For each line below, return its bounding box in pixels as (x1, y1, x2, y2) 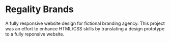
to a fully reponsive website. (5, 31, 65, 37)
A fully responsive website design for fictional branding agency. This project (5, 20, 165, 26)
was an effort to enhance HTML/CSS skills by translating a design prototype (5, 25, 165, 31)
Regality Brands (5, 4, 74, 15)
